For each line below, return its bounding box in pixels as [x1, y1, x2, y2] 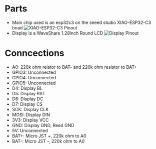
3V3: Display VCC [11, 117, 49, 123]
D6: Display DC [11, 96, 43, 102]
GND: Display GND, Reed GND [11, 122, 74, 128]
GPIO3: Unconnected [11, 69, 56, 75]
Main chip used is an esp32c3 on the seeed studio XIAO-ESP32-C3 [11, 19, 151, 25]
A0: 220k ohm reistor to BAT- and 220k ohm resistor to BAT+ [11, 64, 137, 70]
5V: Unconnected [11, 128, 48, 134]
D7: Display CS [11, 101, 43, 107]
